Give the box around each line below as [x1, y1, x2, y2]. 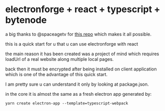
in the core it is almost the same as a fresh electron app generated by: [5, 91, 152, 97]
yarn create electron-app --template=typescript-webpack [5, 100, 128, 106]
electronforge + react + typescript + [5, 4, 160, 15]
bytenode [5, 14, 47, 26]
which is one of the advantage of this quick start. [5, 71, 108, 77]
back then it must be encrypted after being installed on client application [5, 66, 157, 72]
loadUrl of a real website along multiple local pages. [5, 56, 114, 62]
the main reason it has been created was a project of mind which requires [5, 51, 159, 57]
